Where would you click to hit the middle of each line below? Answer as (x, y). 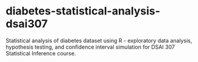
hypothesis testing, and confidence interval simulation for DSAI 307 (90, 47)
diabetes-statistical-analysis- (83, 11)
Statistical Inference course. (41, 53)
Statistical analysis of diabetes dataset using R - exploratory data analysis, (99, 40)
